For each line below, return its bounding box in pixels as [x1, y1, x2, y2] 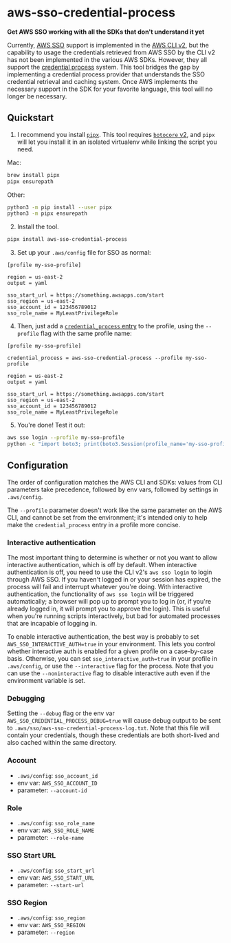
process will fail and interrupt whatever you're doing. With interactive [7, 582, 203, 591]
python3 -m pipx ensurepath [7, 210, 88, 218]
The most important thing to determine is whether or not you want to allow [7, 553, 218, 562]
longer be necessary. [7, 92, 67, 100]
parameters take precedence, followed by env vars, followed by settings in [7, 485, 219, 494]
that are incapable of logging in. [7, 619, 98, 627]
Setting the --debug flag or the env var [7, 709, 115, 717]
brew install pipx [7, 171, 60, 178]
